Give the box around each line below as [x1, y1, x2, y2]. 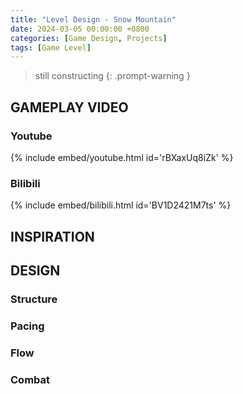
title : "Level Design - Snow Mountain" [10, 14, 177, 25]
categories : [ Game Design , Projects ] [10, 33, 168, 43]
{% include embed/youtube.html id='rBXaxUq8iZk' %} [10, 151, 234, 163]
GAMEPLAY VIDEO [10, 99, 129, 116]
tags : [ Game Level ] [10, 42, 92, 53]
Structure [10, 292, 58, 306]
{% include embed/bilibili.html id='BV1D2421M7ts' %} [10, 199, 232, 211]
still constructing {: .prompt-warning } [34, 70, 191, 82]
